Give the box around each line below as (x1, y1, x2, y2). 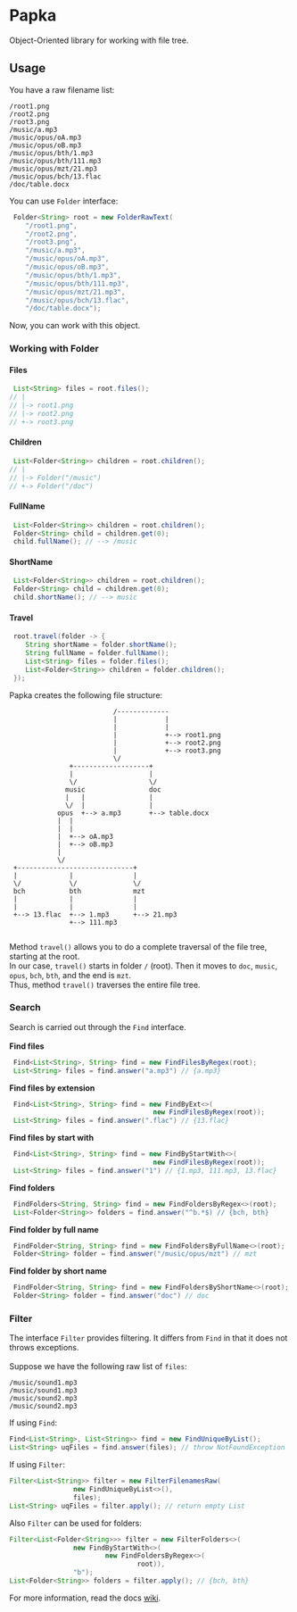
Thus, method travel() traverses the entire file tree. (9, 979, 201, 990)
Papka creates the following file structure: (9, 689, 163, 701)
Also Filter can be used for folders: (9, 1517, 143, 1528)
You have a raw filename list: (9, 84, 115, 95)
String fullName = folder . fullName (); (25, 649, 169, 658)
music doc (65, 785, 162, 794)
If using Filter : (9, 1459, 65, 1470)
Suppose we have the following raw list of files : (9, 1361, 187, 1372)
